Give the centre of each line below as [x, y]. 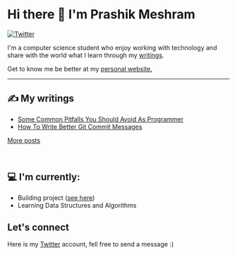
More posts [24, 140]
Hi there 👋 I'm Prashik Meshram [101, 14]
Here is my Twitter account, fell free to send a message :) [91, 244]
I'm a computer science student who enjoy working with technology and [112, 47]
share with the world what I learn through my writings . [86, 55]
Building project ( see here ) [56, 198]
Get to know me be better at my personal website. [80, 69]
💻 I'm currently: [44, 177]
